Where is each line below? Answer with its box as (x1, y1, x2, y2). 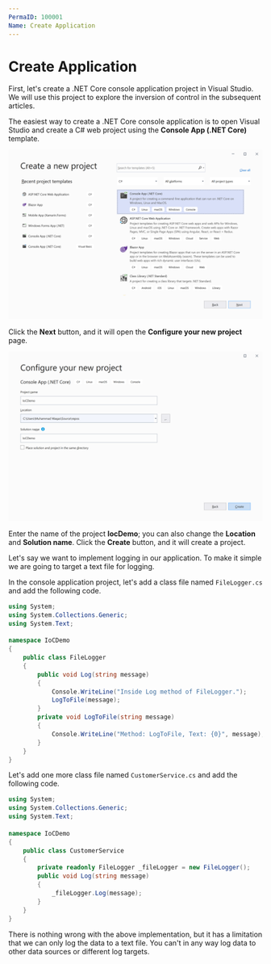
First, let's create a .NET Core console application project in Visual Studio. (8, 84, 254, 94)
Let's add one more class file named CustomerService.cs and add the (8, 770, 238, 780)
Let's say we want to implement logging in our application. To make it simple (8, 553, 262, 563)
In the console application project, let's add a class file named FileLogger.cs (8, 577, 263, 587)
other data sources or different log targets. (8, 946, 150, 956)
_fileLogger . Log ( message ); (51, 889, 143, 898)
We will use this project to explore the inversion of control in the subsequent (8, 93, 261, 103)
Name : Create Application (8, 21, 95, 30)
